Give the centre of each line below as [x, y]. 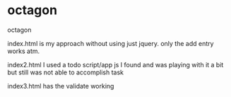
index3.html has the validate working [61, 86]
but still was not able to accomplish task [66, 72]
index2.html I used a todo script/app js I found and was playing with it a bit [115, 64]
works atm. [24, 51]
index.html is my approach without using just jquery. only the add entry [111, 43]
